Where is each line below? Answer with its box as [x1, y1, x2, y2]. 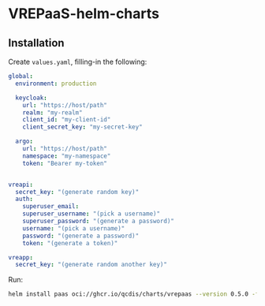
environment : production [15, 80, 97, 88]
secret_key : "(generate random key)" [15, 188, 140, 196]
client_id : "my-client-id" [22, 116, 111, 124]
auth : [15, 195, 34, 203]
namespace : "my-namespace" [22, 151, 111, 160]
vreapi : [8, 181, 34, 188]
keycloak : [15, 94, 47, 102]
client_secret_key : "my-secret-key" [22, 123, 144, 131]
